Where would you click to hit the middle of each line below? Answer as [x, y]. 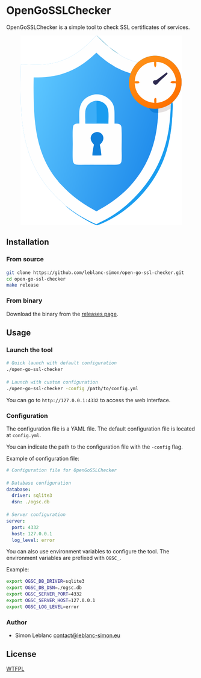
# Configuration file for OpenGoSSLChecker [62, 470]
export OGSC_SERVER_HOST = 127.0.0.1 [51, 601]
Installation [28, 242]
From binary [24, 300]
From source [25, 260]
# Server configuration [36, 515]
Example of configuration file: [43, 458]
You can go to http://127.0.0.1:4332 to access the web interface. [88, 400]
